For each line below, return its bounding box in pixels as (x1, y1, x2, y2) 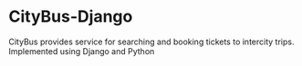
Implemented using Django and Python (8, 45, 155, 56)
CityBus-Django (8, 6, 133, 27)
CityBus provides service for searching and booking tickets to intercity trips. (8, 36, 295, 47)
